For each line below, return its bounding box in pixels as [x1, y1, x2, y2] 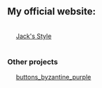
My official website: [7, 6, 96, 18]
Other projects [7, 56, 58, 66]
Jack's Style [15, 32, 52, 40]
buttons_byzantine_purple [15, 73, 91, 82]
